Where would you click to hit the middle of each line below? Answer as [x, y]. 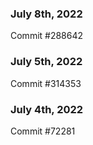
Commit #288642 [47, 36]
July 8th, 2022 [46, 14]
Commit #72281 [43, 131]
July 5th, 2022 [46, 62]
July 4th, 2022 [47, 109]
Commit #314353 [46, 83]
